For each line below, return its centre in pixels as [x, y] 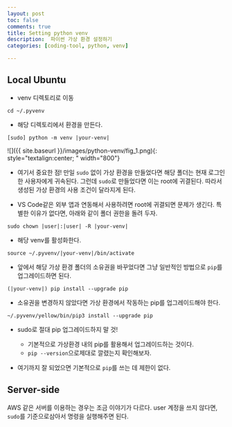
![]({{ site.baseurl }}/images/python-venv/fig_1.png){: [82, 151]
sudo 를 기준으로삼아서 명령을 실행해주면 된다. [68, 416]
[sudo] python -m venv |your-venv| [59, 137]
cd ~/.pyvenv [26, 111]
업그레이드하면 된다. [44, 276]
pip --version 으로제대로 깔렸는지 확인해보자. [89, 353]
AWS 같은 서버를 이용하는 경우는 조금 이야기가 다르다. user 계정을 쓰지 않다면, [113, 408]
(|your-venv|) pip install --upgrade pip [68, 289]
